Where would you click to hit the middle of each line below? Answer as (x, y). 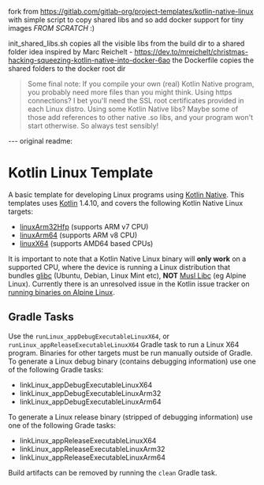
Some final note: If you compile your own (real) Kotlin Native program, (141, 84)
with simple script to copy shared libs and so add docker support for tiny (126, 20)
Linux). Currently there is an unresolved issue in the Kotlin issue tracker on (129, 284)
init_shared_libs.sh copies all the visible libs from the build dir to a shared (126, 43)
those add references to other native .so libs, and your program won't (140, 117)
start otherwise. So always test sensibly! (93, 126)
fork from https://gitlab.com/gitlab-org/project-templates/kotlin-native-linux (131, 11)
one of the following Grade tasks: (62, 425)
